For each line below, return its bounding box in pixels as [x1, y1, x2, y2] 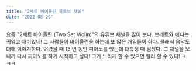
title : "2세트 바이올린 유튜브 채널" [6, 8, 85, 15]
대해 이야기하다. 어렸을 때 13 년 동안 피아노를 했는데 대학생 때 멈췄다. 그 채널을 [6, 45, 184, 52]
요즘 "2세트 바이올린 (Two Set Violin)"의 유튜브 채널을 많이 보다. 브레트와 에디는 [6, 30, 190, 38]
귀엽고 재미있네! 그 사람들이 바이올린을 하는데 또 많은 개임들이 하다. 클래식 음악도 [6, 38, 190, 45]
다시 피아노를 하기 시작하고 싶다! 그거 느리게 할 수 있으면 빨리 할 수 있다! [16, 52, 180, 59]
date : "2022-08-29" [6, 14, 54, 20]
